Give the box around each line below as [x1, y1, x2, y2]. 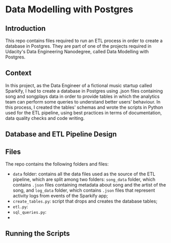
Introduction [5, 24, 46, 33]
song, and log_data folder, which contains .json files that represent [12, 187, 155, 193]
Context [5, 69, 32, 77]
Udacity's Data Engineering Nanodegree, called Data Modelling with [5, 49, 149, 54]
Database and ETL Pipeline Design [5, 130, 117, 139]
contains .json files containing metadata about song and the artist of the [12, 182, 166, 188]
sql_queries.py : [12, 209, 47, 215]
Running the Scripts [5, 229, 70, 238]
